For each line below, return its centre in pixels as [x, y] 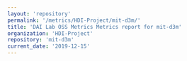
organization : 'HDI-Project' [50, 33]
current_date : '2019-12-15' [49, 46]
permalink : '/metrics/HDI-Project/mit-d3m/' [74, 20]
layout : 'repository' [39, 14]
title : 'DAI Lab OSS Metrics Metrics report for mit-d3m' [95, 27]
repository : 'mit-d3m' [41, 40]
